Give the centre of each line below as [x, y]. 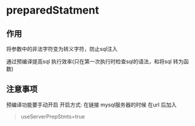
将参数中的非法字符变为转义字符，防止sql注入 [62, 49]
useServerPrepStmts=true [53, 117]
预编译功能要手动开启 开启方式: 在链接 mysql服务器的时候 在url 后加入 [92, 105]
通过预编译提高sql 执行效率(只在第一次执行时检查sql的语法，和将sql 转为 [95, 62]
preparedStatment [53, 10]
